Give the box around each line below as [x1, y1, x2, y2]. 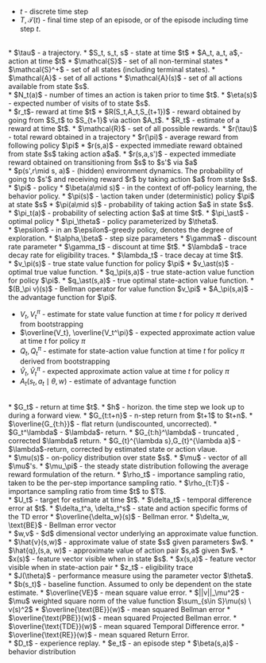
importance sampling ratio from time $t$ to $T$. [8, 487, 167, 496]
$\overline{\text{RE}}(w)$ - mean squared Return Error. [8, 630, 190, 640]
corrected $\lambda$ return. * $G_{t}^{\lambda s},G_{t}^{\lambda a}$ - [8, 436, 241, 445]
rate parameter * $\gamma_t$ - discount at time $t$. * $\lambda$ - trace [8, 242, 248, 251]
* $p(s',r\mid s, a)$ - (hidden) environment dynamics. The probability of [8, 166, 244, 175]
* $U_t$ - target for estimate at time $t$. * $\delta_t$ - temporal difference [8, 495, 253, 505]
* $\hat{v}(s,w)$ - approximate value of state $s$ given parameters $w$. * [8, 538, 254, 547]
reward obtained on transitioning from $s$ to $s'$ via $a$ [8, 158, 199, 167]
